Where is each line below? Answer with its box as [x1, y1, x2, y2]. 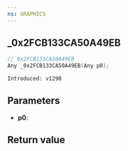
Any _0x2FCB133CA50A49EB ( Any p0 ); [7, 62, 110, 70]
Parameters [7, 94, 60, 107]
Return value [7, 134, 65, 146]
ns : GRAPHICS [7, 10, 46, 18]
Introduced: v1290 [7, 75, 62, 83]
